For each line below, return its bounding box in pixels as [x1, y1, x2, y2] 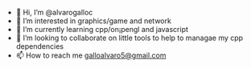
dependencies [15, 42, 64, 51]
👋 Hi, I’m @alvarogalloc [15, 8, 93, 17]
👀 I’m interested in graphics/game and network [15, 16, 171, 26]
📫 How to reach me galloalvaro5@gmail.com [15, 50, 167, 60]
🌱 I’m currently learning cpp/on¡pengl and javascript [15, 25, 189, 34]
